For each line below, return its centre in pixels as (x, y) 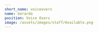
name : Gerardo (19, 14)
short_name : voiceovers (28, 9)
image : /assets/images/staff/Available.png (49, 22)
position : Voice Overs (27, 18)
